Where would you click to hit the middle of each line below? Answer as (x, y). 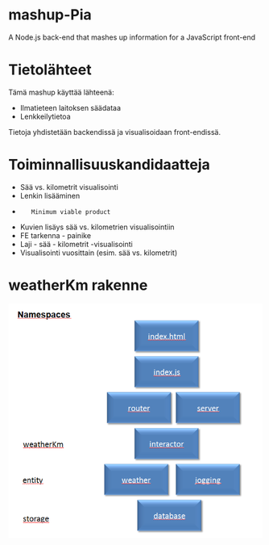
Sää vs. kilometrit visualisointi (69, 187)
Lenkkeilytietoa (45, 116)
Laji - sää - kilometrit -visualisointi (76, 244)
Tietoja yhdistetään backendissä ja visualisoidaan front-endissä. (115, 132)
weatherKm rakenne (78, 285)
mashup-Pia (50, 15)
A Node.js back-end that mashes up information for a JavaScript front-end (132, 37)
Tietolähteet (50, 70)
